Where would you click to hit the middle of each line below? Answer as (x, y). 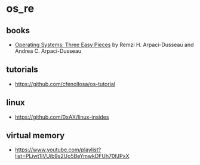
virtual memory (36, 136)
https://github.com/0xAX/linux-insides (62, 117)
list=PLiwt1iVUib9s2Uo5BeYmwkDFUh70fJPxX (72, 156)
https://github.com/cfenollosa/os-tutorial (65, 84)
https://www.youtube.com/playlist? (58, 150)
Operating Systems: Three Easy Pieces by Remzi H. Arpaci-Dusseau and (104, 45)
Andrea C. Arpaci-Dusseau (48, 51)
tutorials (22, 70)
